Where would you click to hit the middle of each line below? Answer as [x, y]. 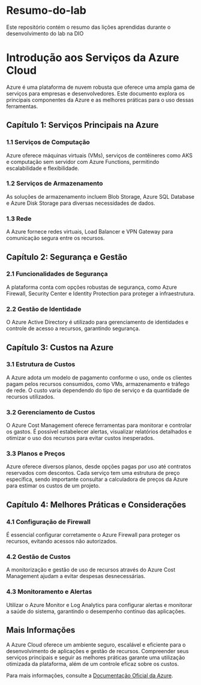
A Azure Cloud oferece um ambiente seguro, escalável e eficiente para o [96, 644]
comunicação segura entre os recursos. [55, 238]
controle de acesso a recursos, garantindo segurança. [73, 328]
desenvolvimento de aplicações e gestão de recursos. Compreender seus [97, 651]
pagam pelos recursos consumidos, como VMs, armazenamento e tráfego [98, 384]
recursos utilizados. [31, 396]
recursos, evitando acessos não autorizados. [62, 542]
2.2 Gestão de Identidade [44, 309]
